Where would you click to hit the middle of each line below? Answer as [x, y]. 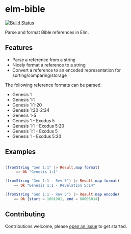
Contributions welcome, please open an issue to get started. [66, 226]
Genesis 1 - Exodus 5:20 [37, 136]
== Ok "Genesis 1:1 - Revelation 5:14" [55, 186]
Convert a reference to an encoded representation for [66, 70]
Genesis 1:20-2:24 [31, 110]
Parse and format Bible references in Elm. [47, 32]
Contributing [25, 215]
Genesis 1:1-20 [27, 105]
